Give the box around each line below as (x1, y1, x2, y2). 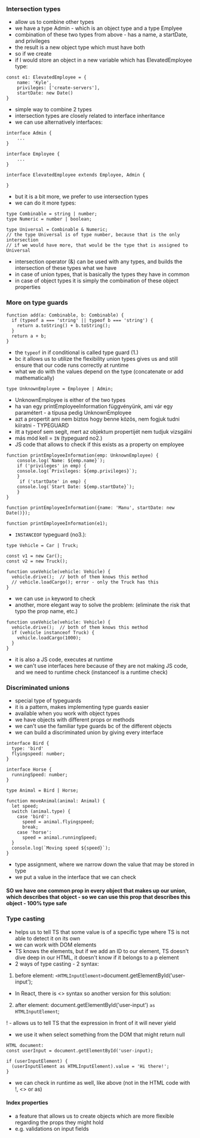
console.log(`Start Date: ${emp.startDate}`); (17, 483, 135, 489)
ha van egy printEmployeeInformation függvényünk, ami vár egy (14, 403, 173, 410)
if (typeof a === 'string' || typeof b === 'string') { (11, 317, 153, 323)
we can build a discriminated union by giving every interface (14, 729, 164, 736)
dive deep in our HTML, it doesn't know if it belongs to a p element (14, 954, 179, 961)
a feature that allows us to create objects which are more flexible (14, 1112, 174, 1119)
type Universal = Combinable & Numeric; (6, 227, 109, 233)
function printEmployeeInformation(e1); (6, 520, 109, 527)
